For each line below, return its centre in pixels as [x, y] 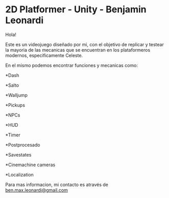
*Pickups [15, 105]
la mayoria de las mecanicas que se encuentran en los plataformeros [78, 50]
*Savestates [18, 154]
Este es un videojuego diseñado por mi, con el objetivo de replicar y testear [85, 44]
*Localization [20, 174]
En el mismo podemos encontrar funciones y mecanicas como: [72, 65]
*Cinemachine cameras [30, 165]
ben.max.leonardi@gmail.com [37, 190]
